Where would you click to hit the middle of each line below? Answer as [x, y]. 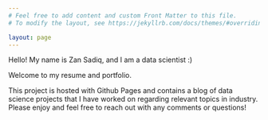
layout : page [30, 37]
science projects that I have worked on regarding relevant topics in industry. [133, 99]
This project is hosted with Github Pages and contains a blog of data [120, 91]
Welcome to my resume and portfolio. [70, 75]
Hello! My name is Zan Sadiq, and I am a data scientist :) [100, 60]
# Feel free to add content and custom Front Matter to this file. [123, 15]
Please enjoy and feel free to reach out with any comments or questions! [128, 107]
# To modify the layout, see [57, 23]
